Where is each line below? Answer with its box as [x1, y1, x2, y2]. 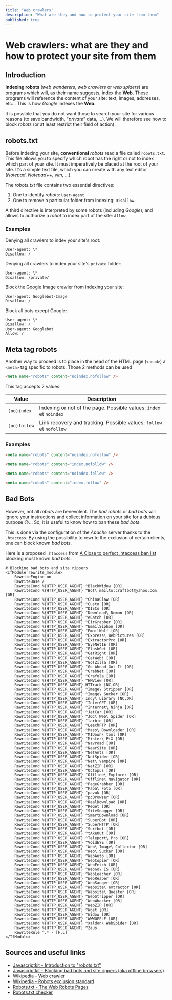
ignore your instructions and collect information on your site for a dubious [5, 514, 161, 520]
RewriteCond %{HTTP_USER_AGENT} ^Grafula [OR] [14, 673, 116, 679]
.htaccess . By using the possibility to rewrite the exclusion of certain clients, [5, 534, 166, 540]
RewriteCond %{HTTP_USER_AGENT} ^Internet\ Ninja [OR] [14, 705, 134, 710]
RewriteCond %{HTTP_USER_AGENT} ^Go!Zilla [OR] [14, 660, 118, 665]
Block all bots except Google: [5, 307, 67, 314]
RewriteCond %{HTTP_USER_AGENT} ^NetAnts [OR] [14, 750, 116, 755]
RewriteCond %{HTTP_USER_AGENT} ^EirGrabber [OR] [14, 619, 123, 625]
